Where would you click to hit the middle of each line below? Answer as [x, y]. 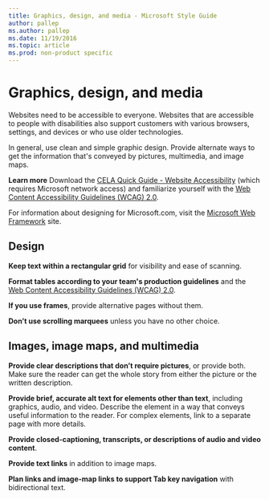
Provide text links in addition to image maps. [83, 463]
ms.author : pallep [39, 30]
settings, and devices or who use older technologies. [96, 132]
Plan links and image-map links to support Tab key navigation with [121, 479]
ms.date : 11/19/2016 [43, 38]
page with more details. [47, 424]
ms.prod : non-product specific [61, 53]
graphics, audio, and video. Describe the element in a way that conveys [126, 407]
